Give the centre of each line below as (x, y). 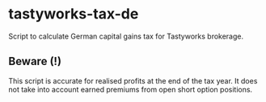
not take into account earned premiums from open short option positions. (131, 89)
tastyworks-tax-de (74, 14)
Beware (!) (35, 61)
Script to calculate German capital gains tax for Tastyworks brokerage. (126, 36)
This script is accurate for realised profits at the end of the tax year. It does (133, 80)
